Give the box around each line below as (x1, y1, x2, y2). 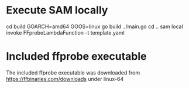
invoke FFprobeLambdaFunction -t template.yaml (6, 29, 125, 36)
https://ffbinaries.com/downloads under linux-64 (6, 75, 124, 82)
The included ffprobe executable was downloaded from (6, 69, 140, 76)
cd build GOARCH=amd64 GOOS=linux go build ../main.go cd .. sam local (6, 23, 183, 30)
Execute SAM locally (6, 4, 108, 17)
